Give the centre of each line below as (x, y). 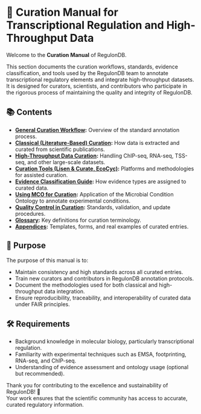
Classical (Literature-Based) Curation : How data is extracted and (97, 142)
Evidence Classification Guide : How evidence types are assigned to (101, 181)
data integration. (65, 291)
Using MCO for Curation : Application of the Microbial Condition (94, 194)
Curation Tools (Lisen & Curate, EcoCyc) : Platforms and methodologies (104, 169)
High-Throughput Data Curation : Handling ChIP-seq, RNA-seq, (94, 155)
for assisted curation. (41, 175)
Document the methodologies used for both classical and (86, 285)
